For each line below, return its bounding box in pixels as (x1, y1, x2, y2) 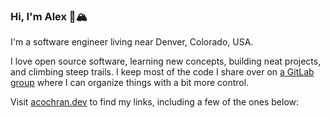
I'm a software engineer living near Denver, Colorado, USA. (10, 36, 254, 48)
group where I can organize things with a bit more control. (10, 77, 250, 89)
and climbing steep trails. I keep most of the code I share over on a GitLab (10, 66, 315, 78)
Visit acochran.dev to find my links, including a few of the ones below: (10, 96, 300, 108)
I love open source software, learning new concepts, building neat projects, (10, 55, 322, 68)
